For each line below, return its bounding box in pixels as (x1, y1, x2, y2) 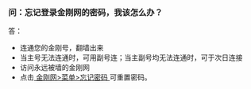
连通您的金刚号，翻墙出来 (19, 43, 104, 53)
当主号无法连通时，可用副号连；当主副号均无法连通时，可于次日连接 (19, 53, 243, 62)
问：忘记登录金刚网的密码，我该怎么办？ (8, 6, 163, 17)
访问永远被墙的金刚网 (19, 63, 90, 72)
